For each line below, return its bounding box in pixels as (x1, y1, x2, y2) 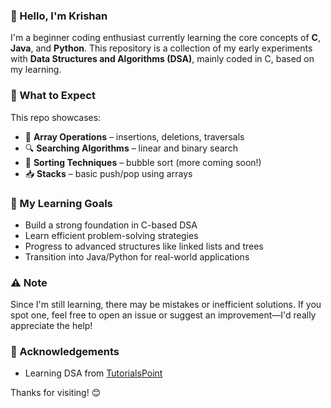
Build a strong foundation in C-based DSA (24, 219, 198, 231)
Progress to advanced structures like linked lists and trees (24, 240, 264, 252)
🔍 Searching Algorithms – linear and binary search (24, 142, 238, 154)
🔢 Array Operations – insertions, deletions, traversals (24, 130, 245, 143)
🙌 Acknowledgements (10, 345, 120, 359)
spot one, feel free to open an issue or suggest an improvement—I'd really (10, 309, 317, 321)
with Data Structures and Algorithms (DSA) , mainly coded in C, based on (10, 53, 315, 65)
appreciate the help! (10, 320, 93, 332)
